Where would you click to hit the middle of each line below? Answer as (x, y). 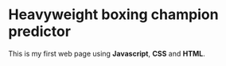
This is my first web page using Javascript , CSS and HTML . (107, 53)
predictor (40, 31)
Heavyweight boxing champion (113, 15)
